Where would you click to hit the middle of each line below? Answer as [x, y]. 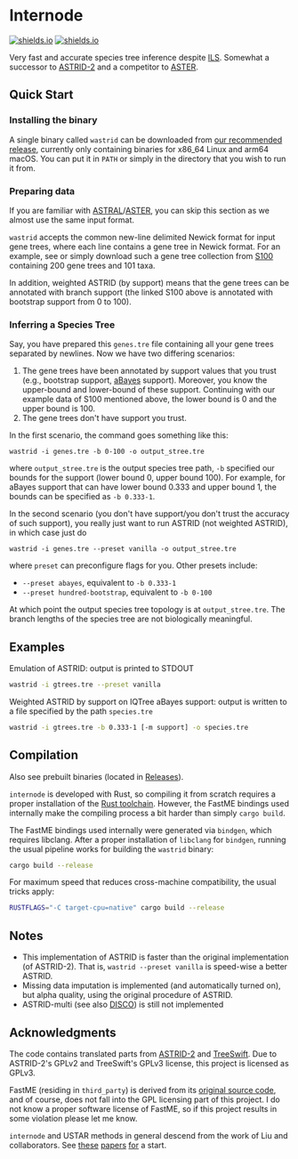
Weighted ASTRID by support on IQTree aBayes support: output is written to [148, 701]
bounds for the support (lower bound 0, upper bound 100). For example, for [148, 478]
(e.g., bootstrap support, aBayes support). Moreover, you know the [145, 380]
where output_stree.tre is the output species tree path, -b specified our [142, 468]
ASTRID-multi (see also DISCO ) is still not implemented [123, 1005]
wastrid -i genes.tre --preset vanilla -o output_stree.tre [123, 549]
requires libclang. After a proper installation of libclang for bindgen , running [148, 839]
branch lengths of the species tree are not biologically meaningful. [131, 619]
